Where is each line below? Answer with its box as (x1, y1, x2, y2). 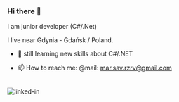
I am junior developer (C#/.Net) (7, 23, 97, 31)
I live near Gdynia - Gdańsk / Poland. (7, 36, 114, 44)
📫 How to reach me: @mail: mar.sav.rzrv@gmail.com (17, 63, 172, 72)
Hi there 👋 (7, 6, 42, 16)
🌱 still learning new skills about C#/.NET (17, 49, 133, 58)
